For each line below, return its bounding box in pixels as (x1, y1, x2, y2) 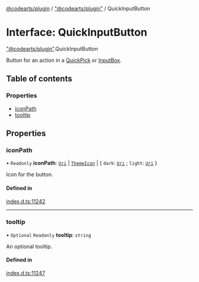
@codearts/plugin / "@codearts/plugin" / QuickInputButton (6, 5, 150, 12)
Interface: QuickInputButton (6, 26, 147, 39)
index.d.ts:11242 (6, 197, 46, 205)
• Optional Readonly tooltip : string (6, 231, 92, 238)
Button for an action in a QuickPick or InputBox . (6, 56, 122, 64)
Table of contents (6, 74, 72, 84)
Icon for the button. (6, 171, 53, 178)
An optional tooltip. (6, 242, 53, 250)
